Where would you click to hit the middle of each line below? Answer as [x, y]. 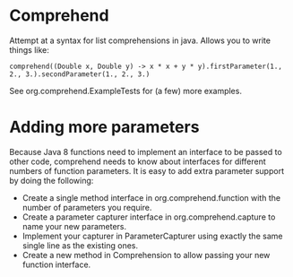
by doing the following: [52, 180]
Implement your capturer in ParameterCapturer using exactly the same [152, 236]
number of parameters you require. [87, 207]
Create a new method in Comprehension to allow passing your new [146, 255]
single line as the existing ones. [80, 245]
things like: [29, 49]
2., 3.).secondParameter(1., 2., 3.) [80, 74]
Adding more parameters [104, 127]
